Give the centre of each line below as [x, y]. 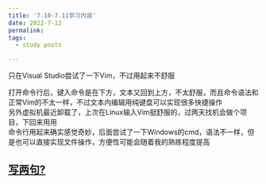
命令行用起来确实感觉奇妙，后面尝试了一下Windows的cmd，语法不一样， [128, 132]
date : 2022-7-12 [35, 23]
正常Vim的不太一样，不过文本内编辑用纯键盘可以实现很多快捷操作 [116, 102]
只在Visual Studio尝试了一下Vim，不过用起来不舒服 [92, 75]
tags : [17, 38]
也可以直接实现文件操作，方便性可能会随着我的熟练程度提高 [112, 142]
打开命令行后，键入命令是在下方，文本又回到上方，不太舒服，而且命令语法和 [133, 93]
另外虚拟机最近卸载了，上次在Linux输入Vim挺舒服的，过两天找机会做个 [124, 113]
